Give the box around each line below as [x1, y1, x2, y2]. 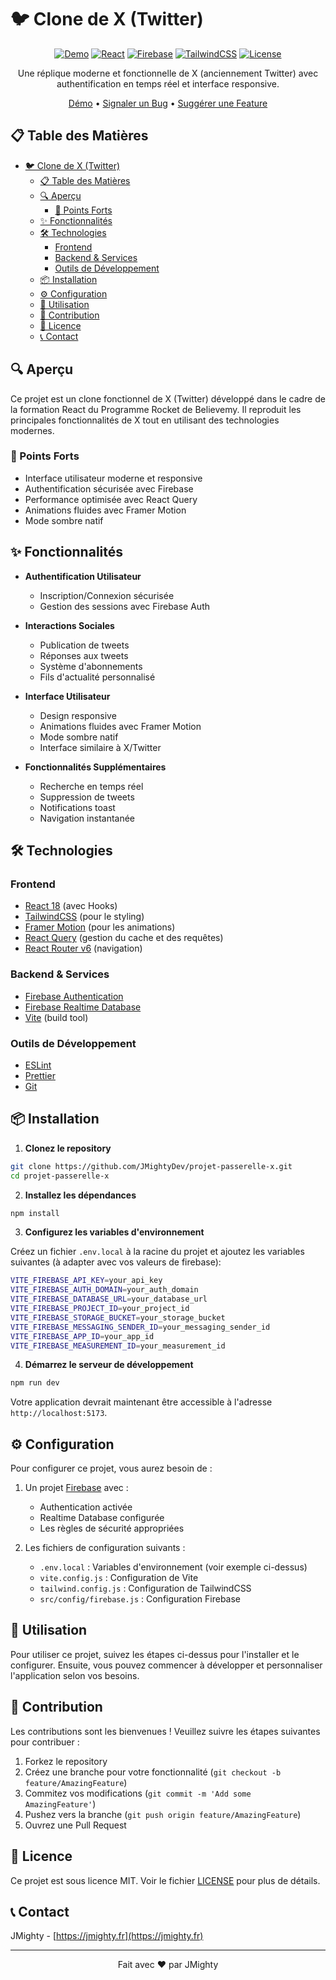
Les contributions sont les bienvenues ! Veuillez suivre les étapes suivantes [10, 1725, 321, 1737]
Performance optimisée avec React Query [24, 493, 198, 505]
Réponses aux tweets [39, 649, 129, 661]
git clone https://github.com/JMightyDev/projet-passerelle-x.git [10, 1161, 293, 1171]
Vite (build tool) [24, 1011, 89, 1023]
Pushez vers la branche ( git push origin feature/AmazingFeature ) [24, 1808, 302, 1820]
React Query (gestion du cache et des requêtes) [24, 932, 224, 944]
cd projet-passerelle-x [10, 1171, 110, 1181]
